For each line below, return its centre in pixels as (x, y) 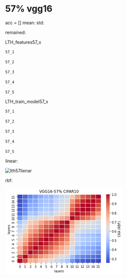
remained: (15, 32)
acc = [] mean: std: (25, 23)
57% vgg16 (29, 9)
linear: (12, 161)
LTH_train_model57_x (27, 102)
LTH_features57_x (23, 42)
